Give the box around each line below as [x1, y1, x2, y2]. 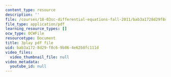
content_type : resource [5, 7, 56, 13]
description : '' [5, 12, 40, 17]
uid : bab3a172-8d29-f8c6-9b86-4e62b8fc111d [5, 45, 99, 50]
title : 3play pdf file [5, 41, 53, 46]
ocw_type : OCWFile [5, 31, 44, 36]
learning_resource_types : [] [5, 26, 67, 31]
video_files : [5, 50, 33, 55]
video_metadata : [5, 59, 40, 64]
